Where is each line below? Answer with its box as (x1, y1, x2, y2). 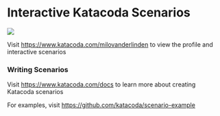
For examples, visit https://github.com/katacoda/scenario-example (7, 101, 195, 109)
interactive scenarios (7, 47, 66, 56)
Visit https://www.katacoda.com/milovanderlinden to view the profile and (7, 40, 214, 49)
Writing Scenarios (7, 65, 69, 74)
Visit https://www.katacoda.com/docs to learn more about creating (7, 80, 196, 89)
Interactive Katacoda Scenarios (7, 5, 191, 21)
